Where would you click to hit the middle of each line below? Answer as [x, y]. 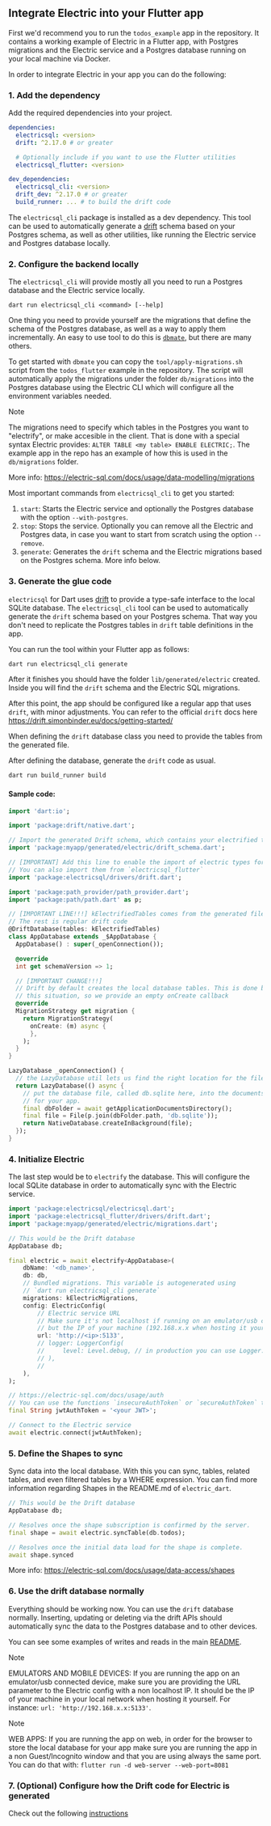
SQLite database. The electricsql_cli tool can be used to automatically [128, 608]
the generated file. [39, 745]
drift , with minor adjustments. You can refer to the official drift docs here [133, 712]
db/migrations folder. [44, 462]
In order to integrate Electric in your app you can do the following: [118, 74]
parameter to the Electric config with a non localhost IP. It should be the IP [132, 1690]
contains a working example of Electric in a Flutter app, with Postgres [124, 41]
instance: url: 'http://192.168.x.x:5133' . [80, 1707]
